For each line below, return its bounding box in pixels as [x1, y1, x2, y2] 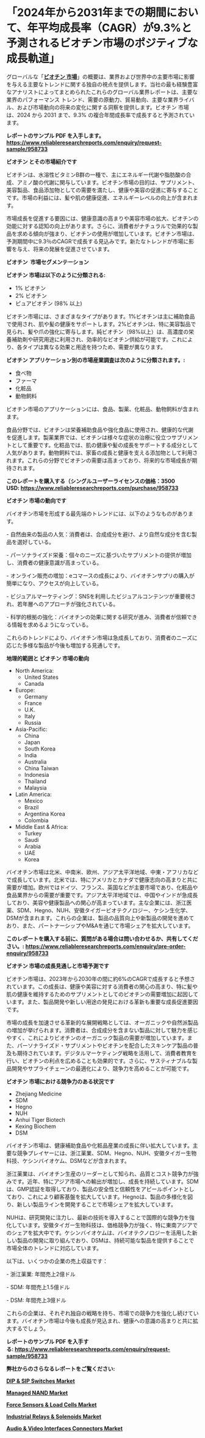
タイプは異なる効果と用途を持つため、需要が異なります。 [22, 343, 167, 350]
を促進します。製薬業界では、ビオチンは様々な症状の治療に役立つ [6, 433, 172, 441]
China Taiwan [24, 764, 59, 772]
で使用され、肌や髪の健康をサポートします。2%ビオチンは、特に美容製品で [6, 320, 196, 328]
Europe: [15, 686, 35, 694]
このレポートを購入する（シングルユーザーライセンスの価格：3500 [6, 477, 176, 485]
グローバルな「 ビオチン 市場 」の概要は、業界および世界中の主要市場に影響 [6, 73, 195, 80]
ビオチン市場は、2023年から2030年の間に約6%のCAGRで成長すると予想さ [6, 975, 195, 982]
